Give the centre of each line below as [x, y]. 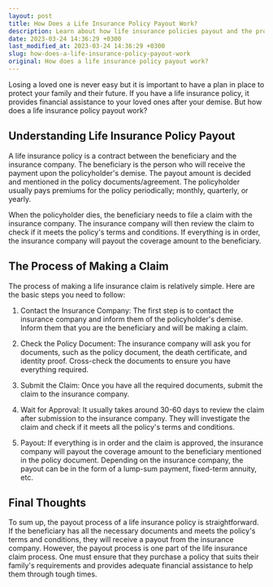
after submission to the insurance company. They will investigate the [135, 418]
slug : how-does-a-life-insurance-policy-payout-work [100, 54]
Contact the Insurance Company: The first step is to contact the [127, 310]
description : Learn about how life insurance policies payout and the [130, 31]
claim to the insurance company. [75, 394]
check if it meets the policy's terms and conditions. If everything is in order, [134, 232]
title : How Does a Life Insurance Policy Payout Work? [103, 24]
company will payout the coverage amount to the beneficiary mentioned [141, 451]
